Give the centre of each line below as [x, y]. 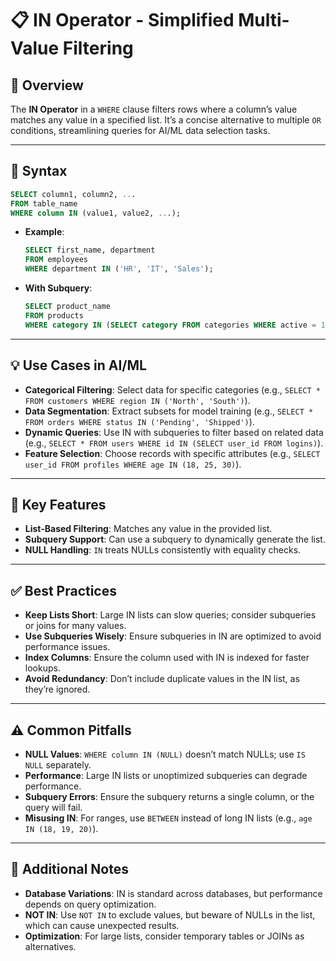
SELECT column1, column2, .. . [73, 194]
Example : [44, 232]
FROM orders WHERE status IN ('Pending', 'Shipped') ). [139, 421]
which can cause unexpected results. [102, 925]
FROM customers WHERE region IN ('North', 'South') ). [137, 400]
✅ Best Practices [63, 590]
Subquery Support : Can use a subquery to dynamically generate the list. [175, 539]
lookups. [42, 668]
